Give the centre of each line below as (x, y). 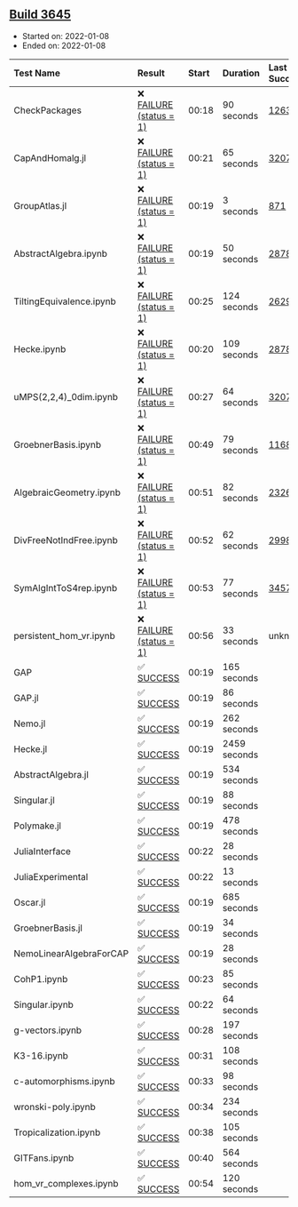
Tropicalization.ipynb (57, 1132)
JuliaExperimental (51, 876)
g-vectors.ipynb (48, 1030)
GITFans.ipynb (44, 1157)
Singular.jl (34, 800)
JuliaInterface (42, 851)
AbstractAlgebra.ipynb (61, 253)
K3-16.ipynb (41, 1055)
